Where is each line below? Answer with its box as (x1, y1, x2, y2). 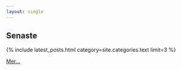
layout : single (6, 8, 44, 15)
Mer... (6, 58, 21, 65)
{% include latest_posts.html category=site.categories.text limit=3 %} (6, 46, 176, 53)
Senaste (6, 31, 37, 41)
